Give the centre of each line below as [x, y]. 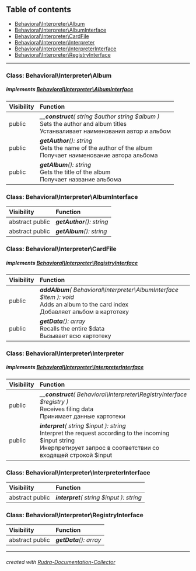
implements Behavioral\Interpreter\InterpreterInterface [75, 367]
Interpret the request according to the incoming [105, 433]
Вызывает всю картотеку [76, 336]
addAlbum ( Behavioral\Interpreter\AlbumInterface [109, 290]
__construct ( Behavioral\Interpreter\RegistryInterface [113, 394]
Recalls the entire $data [72, 328]
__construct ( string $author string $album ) [100, 116]
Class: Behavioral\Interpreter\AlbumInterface [72, 197]
